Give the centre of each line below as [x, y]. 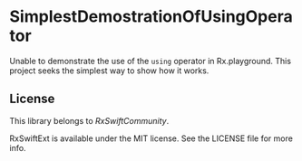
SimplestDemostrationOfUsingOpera [151, 17]
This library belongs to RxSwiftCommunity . [89, 120]
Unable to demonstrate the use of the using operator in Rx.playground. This [151, 61]
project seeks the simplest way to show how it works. [109, 71]
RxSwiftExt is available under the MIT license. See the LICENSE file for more [151, 138]
